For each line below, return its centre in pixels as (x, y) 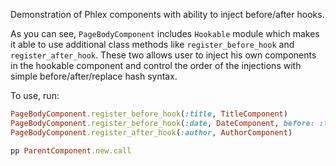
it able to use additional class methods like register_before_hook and (152, 44)
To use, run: (35, 95)
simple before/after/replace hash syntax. (94, 76)
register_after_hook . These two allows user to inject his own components (163, 55)
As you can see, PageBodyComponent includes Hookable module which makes (165, 33)
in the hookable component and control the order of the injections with (156, 65)
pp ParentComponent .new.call (71, 150)
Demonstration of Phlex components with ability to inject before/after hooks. (167, 14)
